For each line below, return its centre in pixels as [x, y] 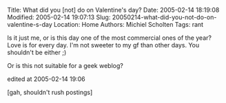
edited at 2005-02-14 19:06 [46, 79]
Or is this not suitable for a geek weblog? [65, 66]
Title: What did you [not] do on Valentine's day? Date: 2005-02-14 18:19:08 [113, 10]
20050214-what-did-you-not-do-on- [164, 17]
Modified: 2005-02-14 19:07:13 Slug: [59, 17]
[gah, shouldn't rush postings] [50, 92]
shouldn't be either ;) [37, 52]
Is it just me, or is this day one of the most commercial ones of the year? [110, 38]
